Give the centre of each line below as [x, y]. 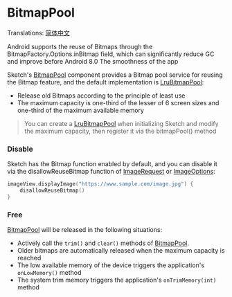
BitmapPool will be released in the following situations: [85, 230]
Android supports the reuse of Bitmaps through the [80, 46]
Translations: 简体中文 [39, 33]
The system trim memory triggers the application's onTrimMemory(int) [117, 280]
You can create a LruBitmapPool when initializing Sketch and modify [122, 123]
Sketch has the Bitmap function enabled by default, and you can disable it [112, 164]
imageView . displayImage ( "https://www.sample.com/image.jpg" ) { [100, 184]
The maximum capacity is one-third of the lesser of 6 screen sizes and [118, 102]
